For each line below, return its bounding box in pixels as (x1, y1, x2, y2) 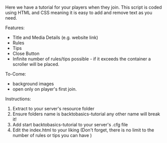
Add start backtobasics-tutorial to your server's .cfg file (12, 122, 128, 127)
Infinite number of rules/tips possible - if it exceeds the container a (12, 56, 151, 62)
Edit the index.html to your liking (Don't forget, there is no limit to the (12, 127, 154, 133)
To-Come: (5, 71, 26, 77)
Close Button (12, 50, 40, 56)
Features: (5, 25, 25, 31)
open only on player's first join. (12, 86, 77, 92)
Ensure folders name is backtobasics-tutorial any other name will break (12, 111, 160, 117)
